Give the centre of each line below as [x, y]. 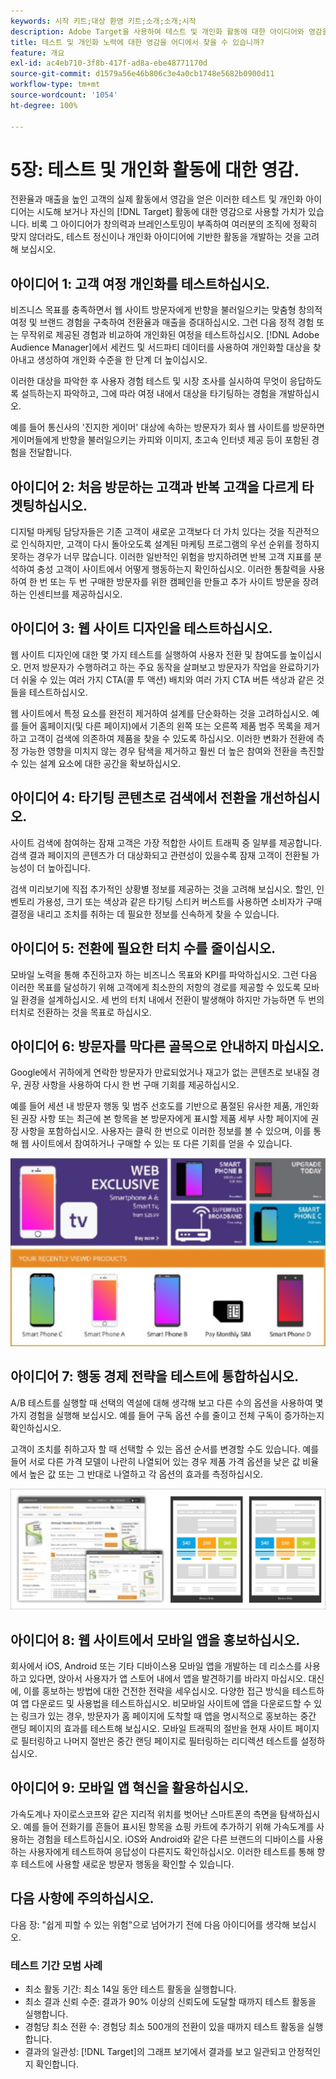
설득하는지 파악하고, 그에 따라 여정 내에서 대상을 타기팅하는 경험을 [148, 394]
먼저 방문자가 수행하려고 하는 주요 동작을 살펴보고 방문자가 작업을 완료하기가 [171, 667]
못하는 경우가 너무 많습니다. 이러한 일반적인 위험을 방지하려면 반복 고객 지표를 [161, 557]
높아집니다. [69, 867]
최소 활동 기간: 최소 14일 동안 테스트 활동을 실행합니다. [130, 1989]
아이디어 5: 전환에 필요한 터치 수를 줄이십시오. [143, 948]
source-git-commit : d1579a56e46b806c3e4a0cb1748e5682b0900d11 [142, 74]
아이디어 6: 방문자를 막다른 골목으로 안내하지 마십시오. [167, 1046]
